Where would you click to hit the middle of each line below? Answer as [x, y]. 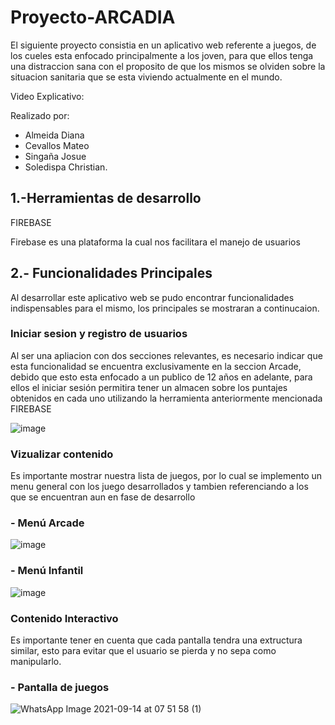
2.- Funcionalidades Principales [111, 273]
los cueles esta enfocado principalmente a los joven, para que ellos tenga [162, 55]
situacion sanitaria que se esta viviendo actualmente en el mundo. [146, 77]
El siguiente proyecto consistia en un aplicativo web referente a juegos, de [163, 45]
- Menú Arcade [47, 523]
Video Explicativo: [47, 96]
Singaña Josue [55, 156]
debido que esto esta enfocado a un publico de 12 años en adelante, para [161, 377]
